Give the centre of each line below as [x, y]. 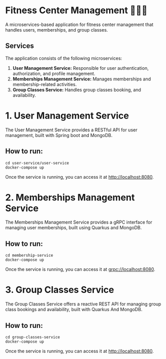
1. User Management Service [67, 115]
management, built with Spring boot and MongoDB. [59, 135]
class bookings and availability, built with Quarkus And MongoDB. [74, 310]
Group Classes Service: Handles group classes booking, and [77, 90]
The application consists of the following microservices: [64, 58]
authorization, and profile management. [54, 73]
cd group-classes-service [32, 337]
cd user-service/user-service [37, 163]
